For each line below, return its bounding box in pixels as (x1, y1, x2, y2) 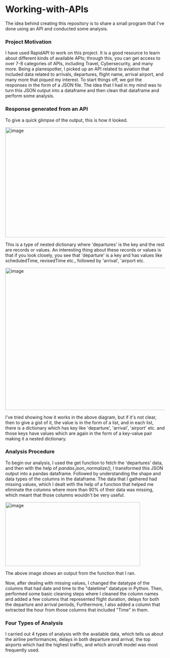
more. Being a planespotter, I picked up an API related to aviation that (5, 66, 150, 72)
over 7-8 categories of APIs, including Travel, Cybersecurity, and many (5, 61, 153, 67)
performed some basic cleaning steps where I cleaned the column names (5, 591, 158, 597)
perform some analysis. (5, 93, 55, 99)
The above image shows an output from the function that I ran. (5, 570, 136, 576)
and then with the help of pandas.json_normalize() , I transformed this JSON (5, 465, 163, 471)
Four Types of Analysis (5, 619, 63, 626)
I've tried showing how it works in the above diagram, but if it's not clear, (5, 414, 157, 420)
